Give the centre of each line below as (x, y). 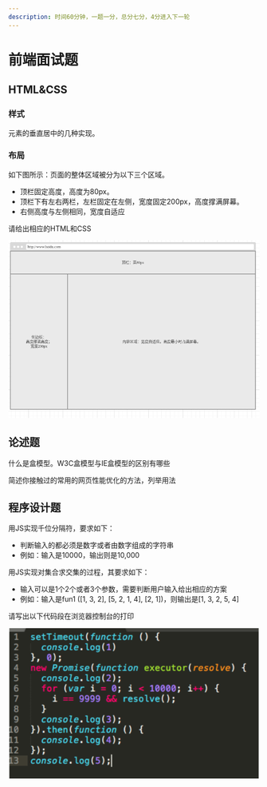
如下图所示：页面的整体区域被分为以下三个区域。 (88, 174)
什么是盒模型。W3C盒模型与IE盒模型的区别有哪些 (89, 463)
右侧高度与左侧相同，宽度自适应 (72, 211)
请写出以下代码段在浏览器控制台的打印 (71, 616)
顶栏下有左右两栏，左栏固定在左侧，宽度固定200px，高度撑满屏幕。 (132, 201)
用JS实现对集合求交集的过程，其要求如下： (79, 572)
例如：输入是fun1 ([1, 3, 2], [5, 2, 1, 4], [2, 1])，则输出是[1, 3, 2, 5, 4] (129, 599)
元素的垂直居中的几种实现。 (54, 133)
